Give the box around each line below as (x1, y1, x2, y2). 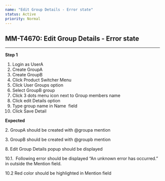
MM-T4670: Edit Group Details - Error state (5, 34, 139, 43)
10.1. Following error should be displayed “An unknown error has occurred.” (5, 156, 158, 161)
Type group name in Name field (12, 103, 78, 109)
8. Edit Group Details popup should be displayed (5, 146, 103, 152)
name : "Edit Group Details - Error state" (5, 7, 93, 12)
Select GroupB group (12, 88, 55, 93)
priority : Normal (5, 16, 41, 21)
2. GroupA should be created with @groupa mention (5, 127, 110, 133)
